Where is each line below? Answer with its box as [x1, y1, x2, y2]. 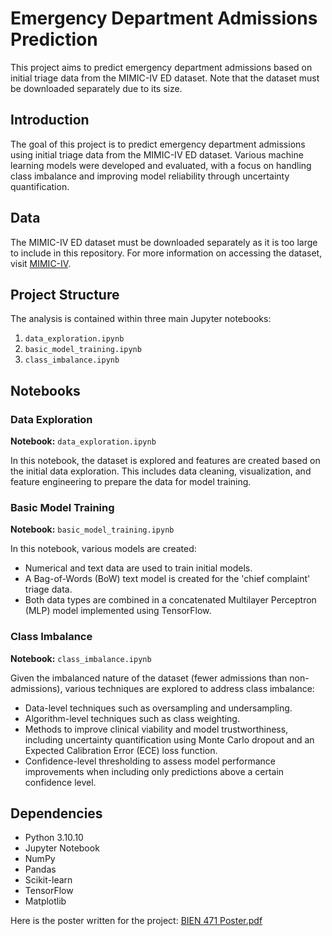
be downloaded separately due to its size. [10, 82, 183, 94]
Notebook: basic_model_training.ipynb [10, 523, 175, 536]
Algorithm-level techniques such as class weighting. [24, 712, 240, 724]
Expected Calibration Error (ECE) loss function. [24, 744, 218, 756]
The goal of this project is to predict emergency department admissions [10, 138, 306, 150]
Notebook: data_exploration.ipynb [10, 435, 157, 447]
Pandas [24, 863, 57, 876]
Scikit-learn [24, 874, 73, 886]
